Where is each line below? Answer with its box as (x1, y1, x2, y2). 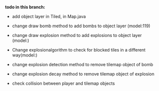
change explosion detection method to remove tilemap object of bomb (12, 62, 153, 67)
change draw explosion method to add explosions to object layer (12, 33, 142, 38)
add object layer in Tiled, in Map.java (12, 14, 86, 19)
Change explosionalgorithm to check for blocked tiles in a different (12, 47, 146, 53)
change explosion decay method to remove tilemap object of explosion (12, 71, 155, 77)
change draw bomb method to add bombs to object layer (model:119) (12, 23, 151, 29)
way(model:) (12, 52, 37, 58)
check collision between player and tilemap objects (12, 80, 115, 86)
